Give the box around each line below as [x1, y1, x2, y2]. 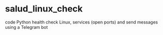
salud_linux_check [5, 3, 83, 14]
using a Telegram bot [5, 24, 48, 30]
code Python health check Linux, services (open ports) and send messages [5, 19, 158, 25]
